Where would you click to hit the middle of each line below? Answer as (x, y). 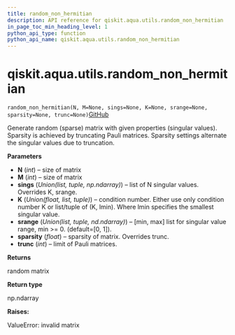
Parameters (24, 156)
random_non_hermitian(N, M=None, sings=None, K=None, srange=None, (108, 108)
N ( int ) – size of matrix (49, 170)
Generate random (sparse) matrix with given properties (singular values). (112, 128)
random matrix (28, 271)
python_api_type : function (47, 33)
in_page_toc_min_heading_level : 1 (58, 27)
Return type (25, 285)
